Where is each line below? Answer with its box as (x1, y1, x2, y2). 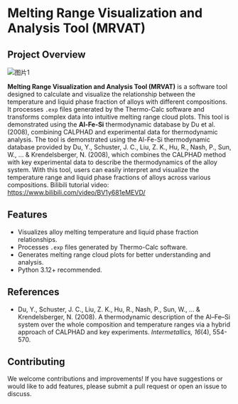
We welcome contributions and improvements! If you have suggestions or (7, 375, 223, 383)
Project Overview (7, 48, 86, 60)
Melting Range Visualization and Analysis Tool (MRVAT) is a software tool (7, 83, 228, 90)
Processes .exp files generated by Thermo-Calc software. (17, 243, 188, 251)
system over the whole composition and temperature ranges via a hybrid (17, 320, 231, 329)
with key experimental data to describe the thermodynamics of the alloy (7, 158, 218, 166)
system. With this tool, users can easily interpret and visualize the (7, 166, 200, 174)
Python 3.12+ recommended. (17, 265, 102, 274)
